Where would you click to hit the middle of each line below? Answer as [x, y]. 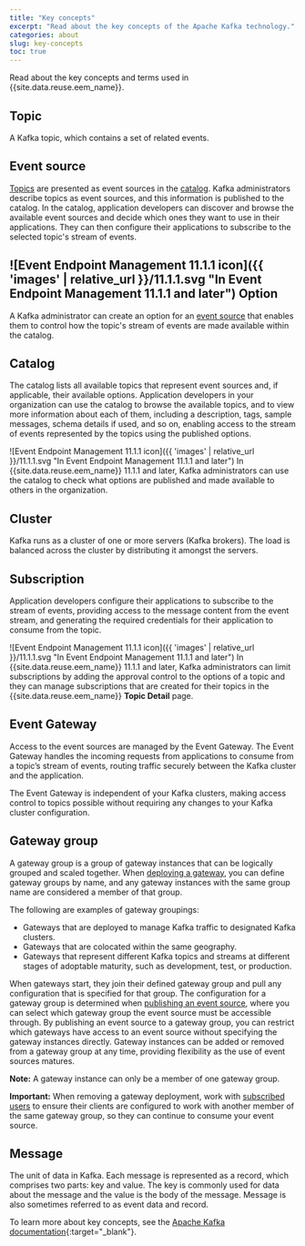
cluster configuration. [50, 812]
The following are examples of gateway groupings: [104, 909]
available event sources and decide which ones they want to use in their [145, 217]
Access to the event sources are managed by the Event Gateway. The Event [152, 746]
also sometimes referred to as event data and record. [109, 1205]
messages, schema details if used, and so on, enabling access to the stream [152, 424]
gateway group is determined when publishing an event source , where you [149, 1003]
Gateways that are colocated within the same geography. [129, 947]
